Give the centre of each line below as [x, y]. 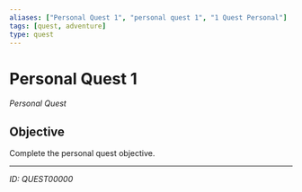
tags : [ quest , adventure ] [58, 26]
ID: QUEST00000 [41, 179]
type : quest [31, 34]
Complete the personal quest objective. [82, 153]
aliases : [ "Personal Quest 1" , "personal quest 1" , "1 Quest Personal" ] [148, 17]
